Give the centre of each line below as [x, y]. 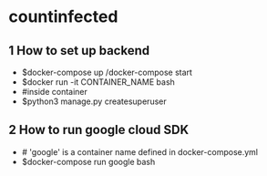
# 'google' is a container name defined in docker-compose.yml [140, 151]
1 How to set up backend [79, 51]
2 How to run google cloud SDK [99, 130]
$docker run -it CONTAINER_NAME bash [98, 82]
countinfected [63, 17]
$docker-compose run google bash [88, 161]
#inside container [55, 92]
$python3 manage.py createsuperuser [94, 101]
